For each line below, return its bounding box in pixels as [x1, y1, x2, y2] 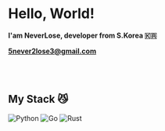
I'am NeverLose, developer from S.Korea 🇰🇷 [8, 31, 157, 40]
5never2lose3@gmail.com [8, 46, 96, 56]
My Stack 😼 [8, 93, 69, 106]
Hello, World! [8, 5, 95, 23]
